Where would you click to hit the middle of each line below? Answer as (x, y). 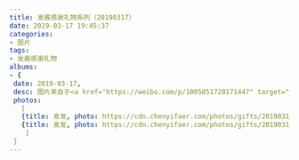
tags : (19, 51)
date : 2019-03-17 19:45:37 (59, 26)
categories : (31, 34)
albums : (24, 68)
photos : (27, 100)
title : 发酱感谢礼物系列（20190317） (73, 17)
